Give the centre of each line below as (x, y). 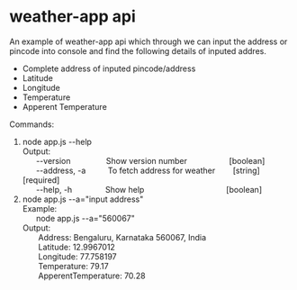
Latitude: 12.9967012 (76, 247)
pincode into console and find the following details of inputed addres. (138, 50)
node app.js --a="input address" (83, 199)
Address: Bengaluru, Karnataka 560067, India (122, 237)
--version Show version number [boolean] (150, 160)
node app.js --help (57, 141)
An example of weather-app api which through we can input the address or (148, 41)
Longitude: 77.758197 (77, 256)
